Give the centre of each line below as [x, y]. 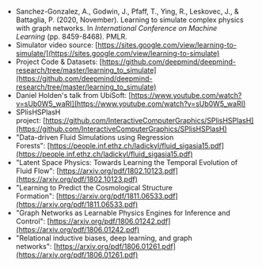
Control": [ [32, 221]
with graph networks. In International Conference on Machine [116, 28]
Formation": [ [37, 196]
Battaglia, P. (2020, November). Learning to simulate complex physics [129, 20]
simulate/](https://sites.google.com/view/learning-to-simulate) [118, 53]
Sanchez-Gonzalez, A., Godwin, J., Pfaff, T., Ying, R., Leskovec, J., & [127, 11]
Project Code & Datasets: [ [59, 62]
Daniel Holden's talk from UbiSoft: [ [74, 95]
